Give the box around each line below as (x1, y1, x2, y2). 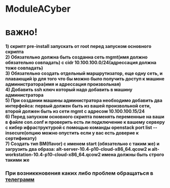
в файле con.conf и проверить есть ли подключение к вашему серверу (5, 119, 165, 125)
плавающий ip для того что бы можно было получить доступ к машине (5, 76, 164, 82)
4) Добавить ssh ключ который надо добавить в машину (5, 87, 133, 93)
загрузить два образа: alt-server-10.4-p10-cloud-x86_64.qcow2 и (5, 146, 151, 152)
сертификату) (5, 136, 37, 142)
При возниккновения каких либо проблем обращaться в (5, 170, 154, 177)
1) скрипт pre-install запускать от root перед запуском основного (5, 43, 152, 49)
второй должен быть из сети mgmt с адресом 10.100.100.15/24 (5, 108, 145, 115)
